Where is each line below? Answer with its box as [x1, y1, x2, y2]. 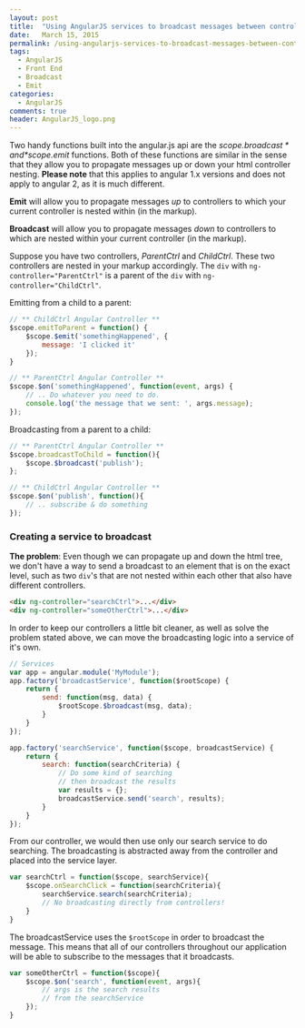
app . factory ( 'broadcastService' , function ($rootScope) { [9, 676, 230, 685]
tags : [9, 47, 30, 56]
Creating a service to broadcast [9, 529, 152, 542]
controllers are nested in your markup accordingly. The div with [9, 260, 248, 271]
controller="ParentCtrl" [9, 272, 103, 281]
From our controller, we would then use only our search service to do [9, 836, 268, 847]
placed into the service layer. [9, 855, 118, 866]
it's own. [9, 641, 42, 652]
